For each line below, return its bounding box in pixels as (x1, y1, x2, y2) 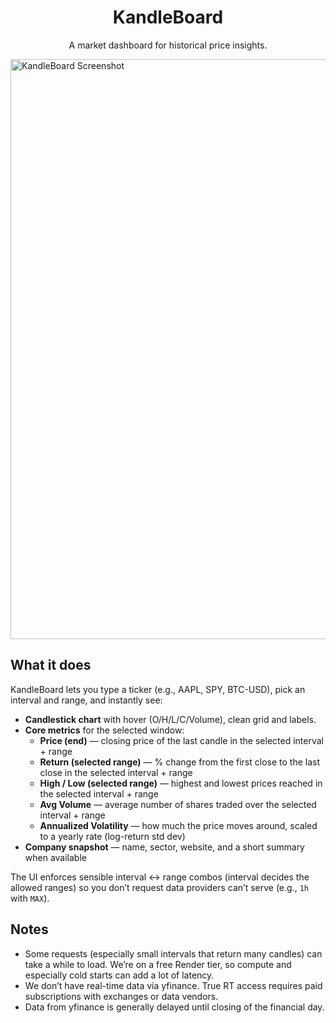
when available (24, 851, 87, 863)
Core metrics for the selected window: (24, 724, 185, 736)
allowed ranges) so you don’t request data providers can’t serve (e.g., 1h (10, 881, 309, 893)
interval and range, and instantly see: (10, 694, 163, 706)
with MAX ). (10, 892, 50, 904)
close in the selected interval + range (39, 766, 193, 778)
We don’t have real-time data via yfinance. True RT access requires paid (24, 979, 323, 991)
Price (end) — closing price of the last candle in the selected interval (39, 734, 324, 746)
